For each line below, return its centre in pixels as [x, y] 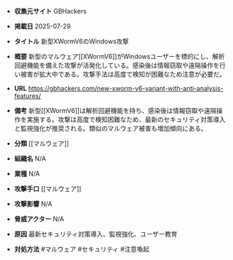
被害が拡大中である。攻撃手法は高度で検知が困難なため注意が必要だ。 [123, 74]
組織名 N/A [30, 158]
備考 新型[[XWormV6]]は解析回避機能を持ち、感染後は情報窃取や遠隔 [115, 110]
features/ [27, 96]
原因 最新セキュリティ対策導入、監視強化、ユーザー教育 [96, 234]
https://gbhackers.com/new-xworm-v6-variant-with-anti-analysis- [126, 88]
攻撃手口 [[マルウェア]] [48, 189]
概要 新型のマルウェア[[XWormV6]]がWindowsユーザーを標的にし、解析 [119, 56]
